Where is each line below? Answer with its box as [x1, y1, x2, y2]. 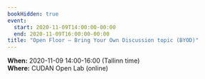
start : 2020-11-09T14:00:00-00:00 [14, 23, 116, 31]
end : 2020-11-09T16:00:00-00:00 [14, 30, 110, 38]
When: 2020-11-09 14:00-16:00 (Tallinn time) [7, 56, 140, 65]
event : [7, 17, 27, 24]
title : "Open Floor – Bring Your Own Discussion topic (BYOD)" [7, 37, 199, 44]
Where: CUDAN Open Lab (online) [7, 64, 109, 73]
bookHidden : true [7, 10, 59, 18]
